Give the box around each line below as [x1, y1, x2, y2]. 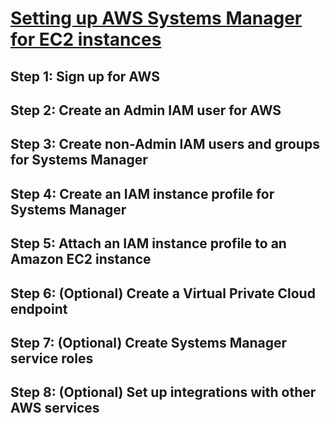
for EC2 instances [10, 28, 162, 51]
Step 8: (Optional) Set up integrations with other [10, 384, 317, 401]
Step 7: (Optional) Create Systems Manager [10, 334, 288, 351]
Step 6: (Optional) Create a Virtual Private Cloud [10, 285, 316, 302]
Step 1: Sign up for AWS [10, 68, 160, 85]
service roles [10, 350, 94, 367]
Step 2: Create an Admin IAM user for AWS [10, 102, 282, 119]
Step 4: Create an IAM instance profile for [10, 185, 275, 202]
